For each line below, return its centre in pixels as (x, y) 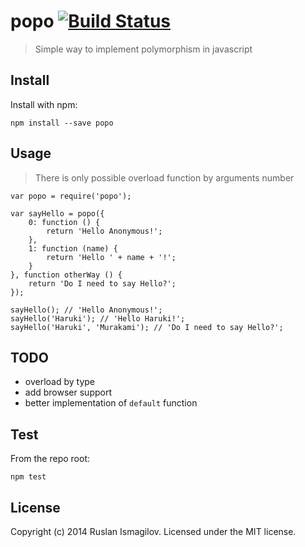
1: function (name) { (73, 248)
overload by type (60, 382)
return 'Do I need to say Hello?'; (102, 283)
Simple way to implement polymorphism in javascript (143, 49)
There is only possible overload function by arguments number (164, 177)
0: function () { (64, 222)
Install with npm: (44, 104)
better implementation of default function (111, 403)
